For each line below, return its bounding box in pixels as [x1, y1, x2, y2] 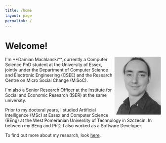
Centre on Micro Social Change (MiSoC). [5, 77, 88, 83]
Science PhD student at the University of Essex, [5, 62, 103, 68]
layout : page [5, 13, 32, 18]
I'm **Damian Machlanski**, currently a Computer [5, 57, 108, 63]
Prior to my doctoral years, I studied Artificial [5, 107, 96, 113]
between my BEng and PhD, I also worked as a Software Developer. [5, 123, 142, 129]
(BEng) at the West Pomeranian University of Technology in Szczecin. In [5, 117, 152, 123]
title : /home [5, 8, 32, 13]
